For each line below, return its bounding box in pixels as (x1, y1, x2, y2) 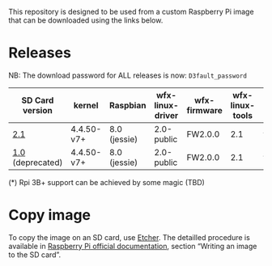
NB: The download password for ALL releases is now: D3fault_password (8, 70, 247, 80)
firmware (186, 104, 223, 116)
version (23, 104, 53, 116)
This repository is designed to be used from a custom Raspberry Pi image (8, 7, 254, 16)
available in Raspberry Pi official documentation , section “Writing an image (8, 241, 257, 251)
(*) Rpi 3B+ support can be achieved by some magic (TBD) (8, 177, 205, 187)
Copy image (8, 206, 91, 225)
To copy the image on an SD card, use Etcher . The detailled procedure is (8, 232, 251, 242)
